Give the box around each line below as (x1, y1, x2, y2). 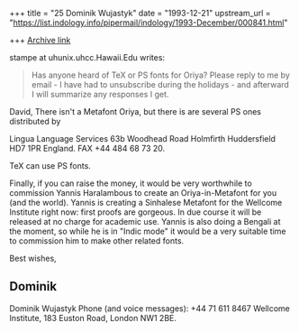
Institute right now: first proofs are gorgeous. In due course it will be (9, 207, 262, 217)
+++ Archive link (9, 35, 71, 45)
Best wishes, (9, 253, 57, 263)
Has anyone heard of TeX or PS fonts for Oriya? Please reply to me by (31, 69, 291, 80)
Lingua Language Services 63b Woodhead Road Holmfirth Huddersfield (9, 134, 276, 143)
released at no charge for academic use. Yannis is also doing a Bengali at (9, 217, 281, 226)
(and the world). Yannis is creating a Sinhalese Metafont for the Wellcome (9, 198, 283, 207)
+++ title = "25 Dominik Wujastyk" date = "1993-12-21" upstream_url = (9, 8, 272, 18)
